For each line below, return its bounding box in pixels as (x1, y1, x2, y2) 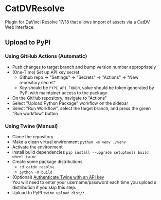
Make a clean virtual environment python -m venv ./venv (12, 139, 126, 145)
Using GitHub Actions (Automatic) (5, 53, 88, 60)
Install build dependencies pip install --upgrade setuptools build (12, 149, 149, 155)
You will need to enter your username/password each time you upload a (12, 179, 157, 185)
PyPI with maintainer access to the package (19, 90, 107, 95)
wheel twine (12, 154, 36, 159)
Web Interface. (5, 24, 35, 30)
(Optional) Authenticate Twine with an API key (12, 174, 105, 180)
